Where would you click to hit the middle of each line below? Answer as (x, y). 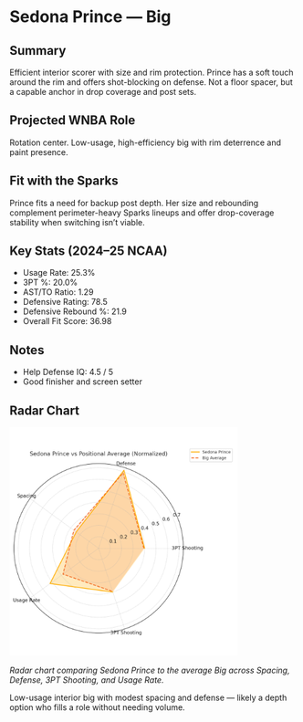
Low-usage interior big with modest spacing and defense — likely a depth (148, 698)
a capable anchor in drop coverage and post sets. (103, 92)
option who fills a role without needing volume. (97, 707)
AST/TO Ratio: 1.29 (58, 292)
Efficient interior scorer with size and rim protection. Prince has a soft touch (151, 72)
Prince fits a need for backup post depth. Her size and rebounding (134, 203)
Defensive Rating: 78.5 (65, 302)
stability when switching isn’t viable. (77, 222)
